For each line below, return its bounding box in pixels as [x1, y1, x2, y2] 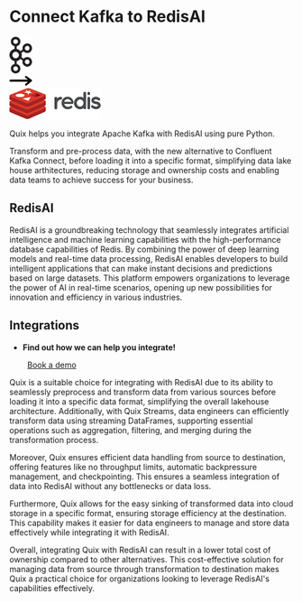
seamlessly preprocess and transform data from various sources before [9, 386, 277, 397]
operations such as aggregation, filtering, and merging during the [9, 424, 252, 435]
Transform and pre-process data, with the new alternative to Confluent [9, 145, 272, 156]
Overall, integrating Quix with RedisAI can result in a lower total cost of [9, 544, 271, 555]
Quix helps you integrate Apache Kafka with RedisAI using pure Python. [9, 128, 275, 139]
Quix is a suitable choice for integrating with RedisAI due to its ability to [9, 376, 273, 387]
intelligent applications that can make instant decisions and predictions [9, 263, 273, 273]
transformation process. [9, 434, 99, 445]
